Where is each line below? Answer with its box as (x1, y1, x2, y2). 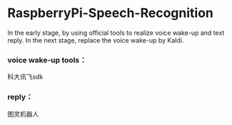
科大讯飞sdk (7, 72, 44, 81)
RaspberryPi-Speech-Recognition (7, 5, 214, 21)
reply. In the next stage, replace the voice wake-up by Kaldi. (7, 36, 184, 44)
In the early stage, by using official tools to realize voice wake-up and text (7, 28, 225, 37)
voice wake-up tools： (7, 55, 87, 65)
